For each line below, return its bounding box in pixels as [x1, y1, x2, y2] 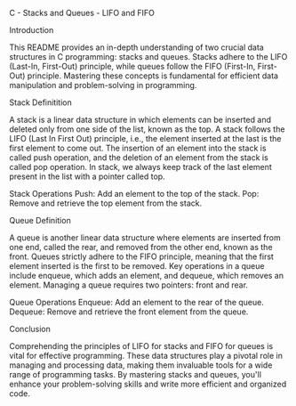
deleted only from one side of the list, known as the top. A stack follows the [9, 124, 285, 134]
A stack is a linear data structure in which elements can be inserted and [9, 115, 271, 125]
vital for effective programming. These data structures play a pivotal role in [9, 351, 283, 361]
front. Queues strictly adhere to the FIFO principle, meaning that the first [9, 251, 274, 262]
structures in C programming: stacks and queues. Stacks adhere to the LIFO [9, 52, 288, 61]
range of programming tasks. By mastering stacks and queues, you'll [9, 369, 262, 379]
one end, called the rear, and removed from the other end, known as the [9, 242, 273, 252]
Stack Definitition [9, 97, 73, 108]
